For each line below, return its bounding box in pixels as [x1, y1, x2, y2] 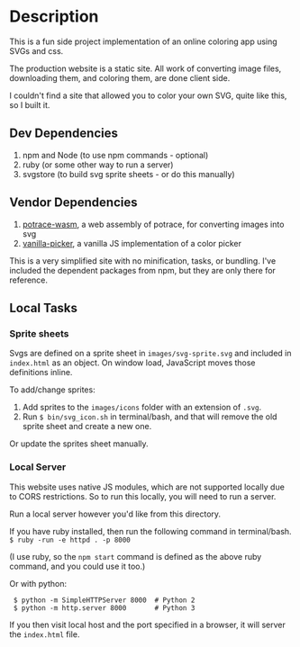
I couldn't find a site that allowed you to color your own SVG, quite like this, [9, 90, 287, 101]
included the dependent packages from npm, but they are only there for [9, 265, 277, 275]
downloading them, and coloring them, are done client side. [9, 72, 231, 83]
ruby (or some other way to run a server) [22, 159, 174, 170]
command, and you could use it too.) [9, 561, 146, 571]
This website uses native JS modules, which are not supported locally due [9, 481, 286, 492]
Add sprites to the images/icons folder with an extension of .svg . [22, 402, 262, 413]
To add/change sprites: [9, 384, 96, 395]
